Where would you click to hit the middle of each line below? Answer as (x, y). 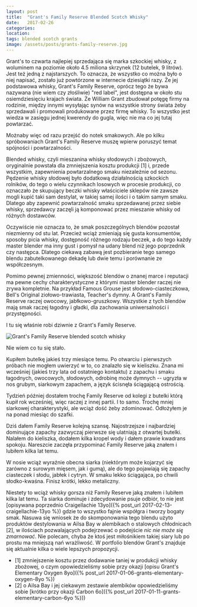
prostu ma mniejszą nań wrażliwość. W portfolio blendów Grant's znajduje (96, 542)
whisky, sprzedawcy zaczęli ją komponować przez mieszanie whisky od (93, 209)
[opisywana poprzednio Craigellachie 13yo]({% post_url (74, 505)
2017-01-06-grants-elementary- (145, 573)
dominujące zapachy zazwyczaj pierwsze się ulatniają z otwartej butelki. (94, 432)
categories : (21, 28)
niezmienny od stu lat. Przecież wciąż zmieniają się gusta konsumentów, (94, 233)
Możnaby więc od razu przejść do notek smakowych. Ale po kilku (85, 135)
